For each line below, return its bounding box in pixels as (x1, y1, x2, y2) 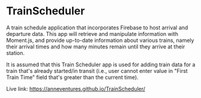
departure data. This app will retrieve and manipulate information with (6, 30, 179, 37)
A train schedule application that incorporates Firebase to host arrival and (6, 24, 188, 31)
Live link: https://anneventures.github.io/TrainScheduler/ (6, 85, 146, 92)
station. (6, 49, 25, 56)
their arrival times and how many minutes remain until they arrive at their (6, 43, 185, 50)
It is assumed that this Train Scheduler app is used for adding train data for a (6, 61, 196, 68)
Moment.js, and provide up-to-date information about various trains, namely (6, 36, 194, 44)
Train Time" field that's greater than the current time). (6, 73, 139, 81)
